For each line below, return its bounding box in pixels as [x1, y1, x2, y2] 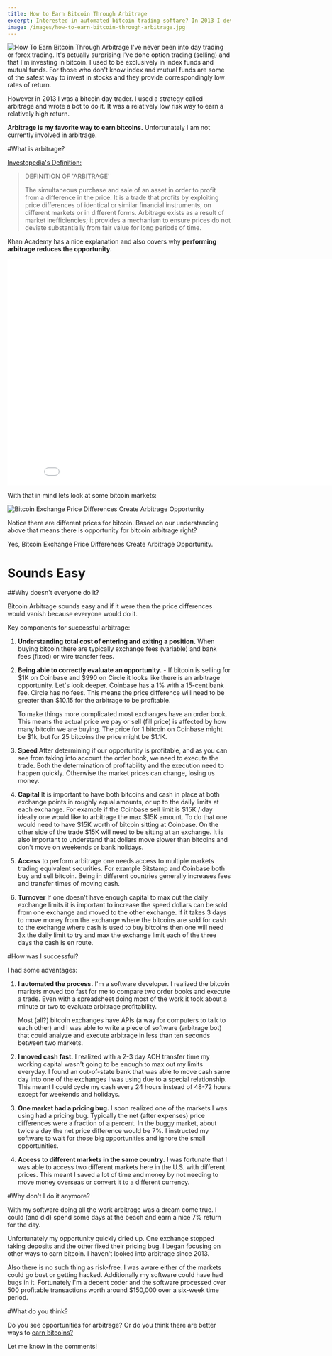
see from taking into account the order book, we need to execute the [17, 754, 219, 762]
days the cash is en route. [17, 939, 94, 947]
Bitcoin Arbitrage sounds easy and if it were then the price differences [7, 602, 213, 611]
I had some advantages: [7, 966, 78, 975]
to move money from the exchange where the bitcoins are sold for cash [17, 916, 227, 924]
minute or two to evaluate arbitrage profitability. [17, 1002, 157, 1011]
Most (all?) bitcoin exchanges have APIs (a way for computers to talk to [17, 1016, 226, 1024]
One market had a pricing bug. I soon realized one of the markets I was [17, 1104, 228, 1112]
